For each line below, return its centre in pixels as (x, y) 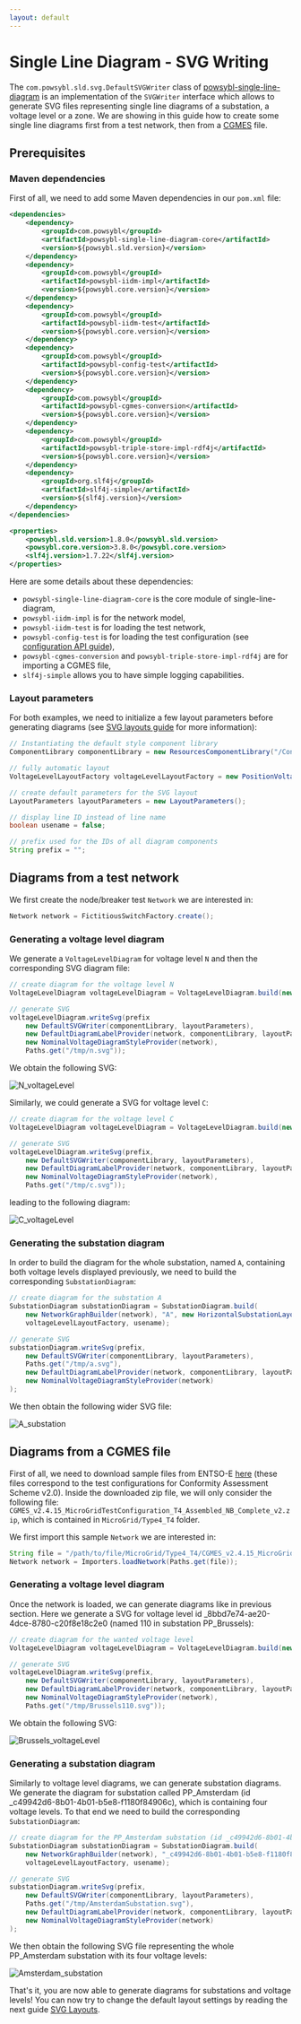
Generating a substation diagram (82, 1763)
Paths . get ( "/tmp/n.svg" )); (76, 1051)
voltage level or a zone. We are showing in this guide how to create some (144, 115)
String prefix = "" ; (48, 850)
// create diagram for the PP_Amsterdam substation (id (116, 1838)
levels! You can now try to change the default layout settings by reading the (149, 2000)
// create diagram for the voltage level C (92, 1119)
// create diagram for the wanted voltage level (102, 1639)
